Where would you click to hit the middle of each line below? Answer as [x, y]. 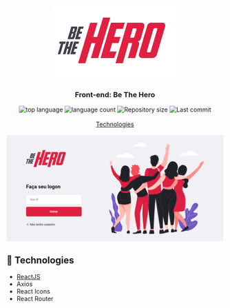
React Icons [33, 291]
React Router [35, 299]
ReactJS [28, 277]
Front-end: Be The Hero [115, 95]
